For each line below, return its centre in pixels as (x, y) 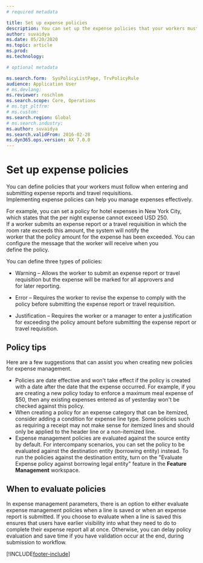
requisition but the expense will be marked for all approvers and (94, 280)
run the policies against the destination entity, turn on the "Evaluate (99, 457)
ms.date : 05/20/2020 (32, 40)
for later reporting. (38, 286)
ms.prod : (17, 51)
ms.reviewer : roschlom (35, 95)
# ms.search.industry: (35, 123)
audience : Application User (42, 84)
